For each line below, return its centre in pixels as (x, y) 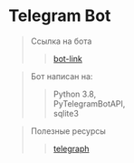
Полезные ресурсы (68, 131)
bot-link (68, 58)
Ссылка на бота (61, 41)
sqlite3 (66, 113)
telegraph (71, 148)
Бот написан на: (62, 76)
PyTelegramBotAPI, (89, 103)
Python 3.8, (75, 94)
